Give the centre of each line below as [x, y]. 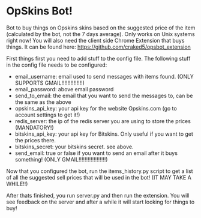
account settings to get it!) [47, 115]
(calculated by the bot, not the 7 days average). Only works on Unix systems [100, 34]
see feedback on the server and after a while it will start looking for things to [100, 202]
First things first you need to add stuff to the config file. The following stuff [98, 58]
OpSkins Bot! [40, 11]
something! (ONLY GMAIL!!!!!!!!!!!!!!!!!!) [61, 159]
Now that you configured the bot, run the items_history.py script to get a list [100, 171]
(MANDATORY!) [34, 127]
